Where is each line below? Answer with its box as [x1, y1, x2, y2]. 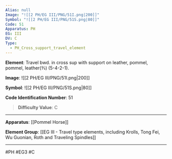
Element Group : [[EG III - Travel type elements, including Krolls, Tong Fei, [5, 128, 160, 135]
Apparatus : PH [5, 26, 36, 32]
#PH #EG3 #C [5, 149, 35, 155]
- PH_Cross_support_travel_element [10, 45, 86, 50]
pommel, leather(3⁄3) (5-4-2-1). [5, 65, 69, 71]
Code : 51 [5, 21, 24, 27]
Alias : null [5, 7, 31, 13]
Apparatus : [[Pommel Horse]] [5, 119, 69, 125]
